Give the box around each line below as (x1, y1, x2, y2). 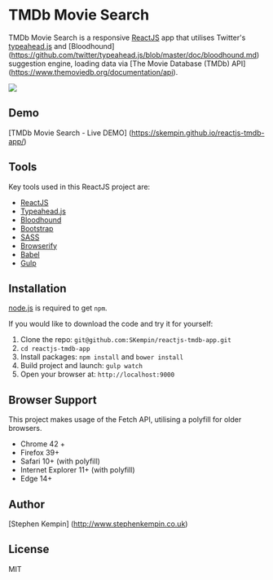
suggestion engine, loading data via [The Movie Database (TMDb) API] (8, 59, 246, 68)
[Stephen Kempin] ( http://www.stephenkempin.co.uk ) (8, 519, 188, 529)
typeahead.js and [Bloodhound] (8, 41, 115, 51)
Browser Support (8, 393, 98, 406)
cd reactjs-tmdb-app (20, 345, 90, 354)
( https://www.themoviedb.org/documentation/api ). (8, 67, 178, 77)
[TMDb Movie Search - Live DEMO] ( (8, 128, 132, 138)
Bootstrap (20, 223, 54, 233)
